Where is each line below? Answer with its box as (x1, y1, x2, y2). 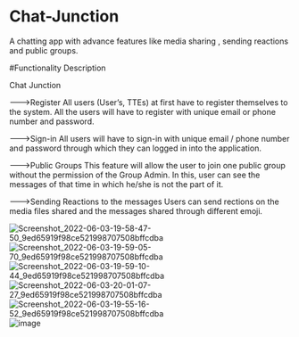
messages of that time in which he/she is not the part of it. (9, 178, 224, 189)
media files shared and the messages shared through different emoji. (9, 205, 263, 216)
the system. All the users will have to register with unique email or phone (9, 106, 277, 117)
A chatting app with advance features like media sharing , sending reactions (9, 36, 288, 46)
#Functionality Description (9, 62, 106, 73)
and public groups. (9, 45, 79, 55)
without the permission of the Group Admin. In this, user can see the (9, 169, 261, 180)
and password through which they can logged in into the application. (9, 143, 262, 153)
